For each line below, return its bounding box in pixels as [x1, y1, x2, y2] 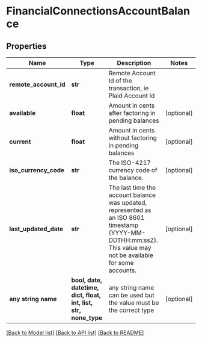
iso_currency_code [9, 166, 65, 174]
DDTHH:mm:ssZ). [108, 236, 158, 244]
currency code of [108, 166, 158, 174]
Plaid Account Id [108, 92, 155, 100]
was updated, [108, 199, 147, 207]
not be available [108, 251, 153, 260]
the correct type [108, 306, 155, 314]
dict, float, [71, 291, 101, 299]
